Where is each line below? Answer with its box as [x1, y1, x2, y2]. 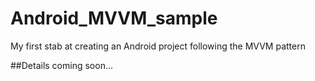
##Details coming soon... [10, 59, 114, 71]
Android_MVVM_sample [10, 7, 218, 30]
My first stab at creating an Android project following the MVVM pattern [10, 40, 306, 52]
